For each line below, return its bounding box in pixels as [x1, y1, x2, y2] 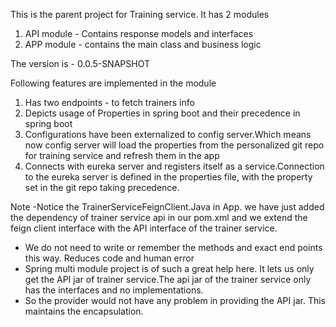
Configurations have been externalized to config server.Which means [24, 129, 312, 140]
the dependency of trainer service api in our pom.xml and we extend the [10, 212, 308, 223]
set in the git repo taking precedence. [24, 182, 180, 193]
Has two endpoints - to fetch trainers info [24, 97, 195, 108]
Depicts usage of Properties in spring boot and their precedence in [24, 107, 301, 119]
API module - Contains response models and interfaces [24, 28, 254, 39]
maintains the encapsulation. [24, 305, 144, 317]
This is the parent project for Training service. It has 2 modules [10, 9, 270, 20]
